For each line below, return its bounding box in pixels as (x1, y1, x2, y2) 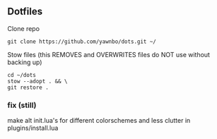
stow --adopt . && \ (7, 78, 69, 85)
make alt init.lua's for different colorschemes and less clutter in (7, 116, 191, 125)
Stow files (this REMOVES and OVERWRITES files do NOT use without (7, 50, 211, 59)
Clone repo (7, 24, 40, 32)
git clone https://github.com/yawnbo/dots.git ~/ (7, 38, 157, 45)
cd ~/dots (7, 71, 37, 78)
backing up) (7, 58, 42, 66)
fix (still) (7, 100, 37, 110)
